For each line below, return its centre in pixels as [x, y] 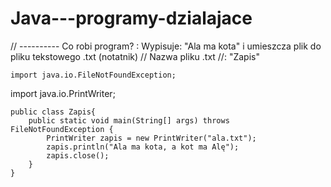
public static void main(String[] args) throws [129, 120]
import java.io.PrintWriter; [63, 93]
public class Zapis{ [53, 112]
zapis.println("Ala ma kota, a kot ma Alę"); [143, 147]
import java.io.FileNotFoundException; [93, 75]
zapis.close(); [78, 155]
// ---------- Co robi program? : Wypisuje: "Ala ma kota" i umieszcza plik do [166, 46]
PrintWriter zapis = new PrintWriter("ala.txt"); [151, 138]
